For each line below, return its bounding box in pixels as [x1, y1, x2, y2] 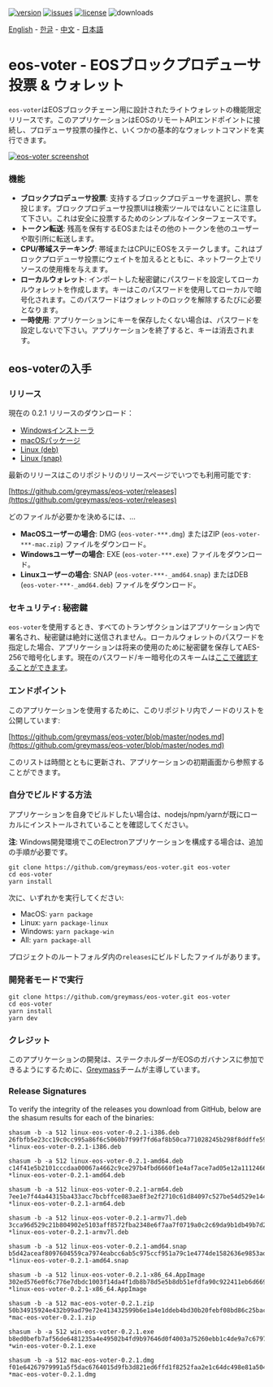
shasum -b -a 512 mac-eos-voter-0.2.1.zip [8, 1299, 154, 1307]
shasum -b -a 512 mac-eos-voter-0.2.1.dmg [8, 1356, 154, 1364]
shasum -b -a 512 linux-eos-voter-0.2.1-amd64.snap [8, 1242, 187, 1250]
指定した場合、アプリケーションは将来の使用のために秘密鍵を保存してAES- [8, 642, 260, 652]
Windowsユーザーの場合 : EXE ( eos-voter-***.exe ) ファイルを [19, 549, 227, 559]
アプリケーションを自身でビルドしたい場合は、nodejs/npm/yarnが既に [8, 809, 244, 819]
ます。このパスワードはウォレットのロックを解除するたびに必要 [48, 295, 262, 305]
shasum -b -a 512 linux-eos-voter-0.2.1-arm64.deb [8, 1185, 184, 1194]
